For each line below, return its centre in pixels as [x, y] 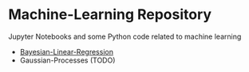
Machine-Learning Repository [110, 15]
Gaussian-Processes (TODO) [67, 60]
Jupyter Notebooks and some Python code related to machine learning [125, 36]
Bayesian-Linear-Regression [67, 51]
